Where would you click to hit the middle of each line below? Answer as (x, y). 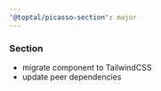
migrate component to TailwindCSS (87, 67)
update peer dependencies (72, 77)
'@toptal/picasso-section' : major (73, 17)
